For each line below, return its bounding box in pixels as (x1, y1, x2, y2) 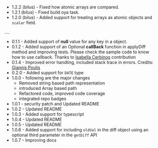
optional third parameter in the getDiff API (11, 132, 98, 138)
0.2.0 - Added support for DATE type (11, 70, 84, 75)
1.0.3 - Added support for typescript (11, 111, 84, 117)
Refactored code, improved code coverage (19, 90, 105, 96)
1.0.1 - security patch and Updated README (11, 101, 99, 106)
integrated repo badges (19, 96, 67, 102)
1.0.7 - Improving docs (11, 137, 57, 143)
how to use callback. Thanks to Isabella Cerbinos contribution (11, 54, 136, 60)
